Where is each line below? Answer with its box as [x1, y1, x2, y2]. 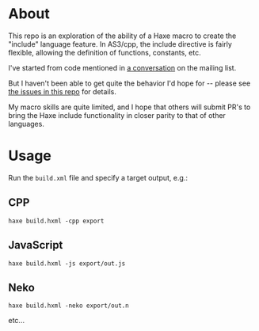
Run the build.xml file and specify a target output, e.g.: [8, 173, 189, 182]
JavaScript [8, 238, 63, 252]
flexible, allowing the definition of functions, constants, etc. [8, 48, 201, 57]
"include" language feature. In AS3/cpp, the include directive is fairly [8, 39, 232, 48]
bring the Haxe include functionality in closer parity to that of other [8, 110, 226, 120]
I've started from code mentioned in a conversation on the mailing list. [8, 63, 237, 72]
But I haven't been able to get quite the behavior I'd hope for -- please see [8, 78, 251, 88]
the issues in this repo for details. [8, 86, 117, 96]
